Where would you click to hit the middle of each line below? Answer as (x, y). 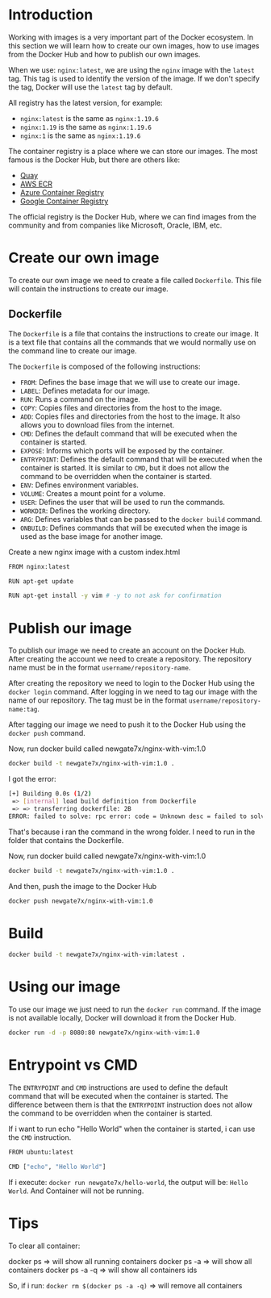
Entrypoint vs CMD (73, 1065)
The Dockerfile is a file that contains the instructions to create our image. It (134, 333)
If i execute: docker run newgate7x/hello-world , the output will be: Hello (128, 1182)
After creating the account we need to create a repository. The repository (130, 659)
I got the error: (32, 779)
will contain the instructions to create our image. (89, 289)
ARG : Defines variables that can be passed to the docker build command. (141, 519)
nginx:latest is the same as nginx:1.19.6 (90, 118)
